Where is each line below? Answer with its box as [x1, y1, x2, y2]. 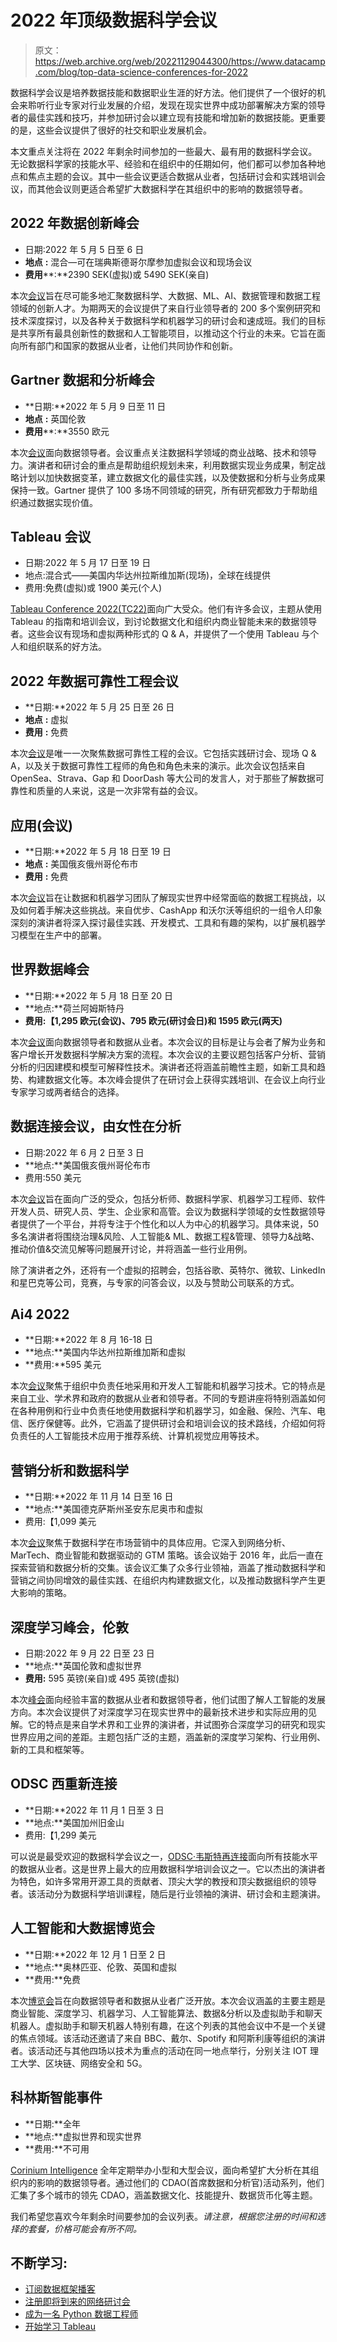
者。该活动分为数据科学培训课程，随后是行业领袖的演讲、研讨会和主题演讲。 [10, 1887, 326, 1900]
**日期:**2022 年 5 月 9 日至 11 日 [24, 400, 167, 412]
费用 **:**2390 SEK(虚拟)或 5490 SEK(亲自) [24, 268, 210, 280]
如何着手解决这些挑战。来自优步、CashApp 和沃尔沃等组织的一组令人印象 [18, 904, 323, 916]
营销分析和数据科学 [10, 1462, 129, 1479]
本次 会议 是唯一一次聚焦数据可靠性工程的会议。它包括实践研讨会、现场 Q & [10, 747, 317, 760]
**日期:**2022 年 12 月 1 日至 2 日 [24, 1948, 167, 1960]
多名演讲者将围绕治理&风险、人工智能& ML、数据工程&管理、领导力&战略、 [10, 1230, 320, 1242]
